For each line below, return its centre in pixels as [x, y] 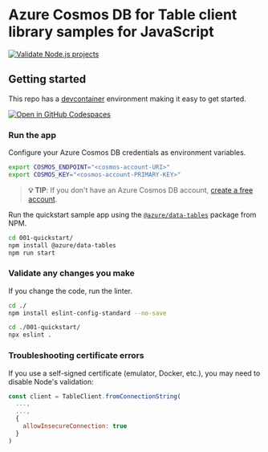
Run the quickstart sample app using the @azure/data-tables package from [132, 214]
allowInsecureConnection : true [75, 426]
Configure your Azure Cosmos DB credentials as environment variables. [127, 153]
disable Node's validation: [51, 381]
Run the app [32, 135]
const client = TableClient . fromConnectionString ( [95, 396]
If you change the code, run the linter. [71, 291]
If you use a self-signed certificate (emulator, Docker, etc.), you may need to [134, 373]
